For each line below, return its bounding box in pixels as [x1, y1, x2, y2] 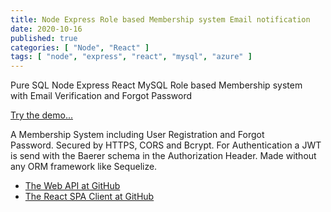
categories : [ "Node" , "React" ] [10, 42, 150, 53]
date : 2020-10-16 [10, 24, 83, 34]
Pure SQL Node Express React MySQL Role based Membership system [10, 79, 303, 91]
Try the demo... [10, 109, 73, 121]
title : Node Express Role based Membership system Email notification [10, 14, 311, 25]
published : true [10, 33, 78, 43]
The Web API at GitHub [24, 180, 121, 192]
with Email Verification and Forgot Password [10, 90, 193, 102]
